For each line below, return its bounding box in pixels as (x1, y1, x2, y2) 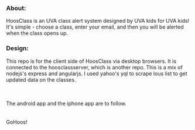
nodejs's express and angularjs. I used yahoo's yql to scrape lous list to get (6, 70, 187, 77)
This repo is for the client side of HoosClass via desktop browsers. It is (6, 57, 177, 65)
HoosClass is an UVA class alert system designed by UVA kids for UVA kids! (6, 17, 190, 24)
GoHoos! (6, 118, 28, 125)
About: (6, 4, 26, 12)
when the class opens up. (6, 30, 69, 37)
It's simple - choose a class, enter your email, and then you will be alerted (6, 23, 184, 30)
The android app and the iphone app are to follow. (6, 100, 127, 107)
